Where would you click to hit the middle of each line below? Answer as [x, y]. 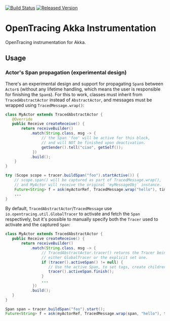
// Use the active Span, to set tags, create [97, 267]
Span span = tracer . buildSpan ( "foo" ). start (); [55, 309]
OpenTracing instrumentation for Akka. [46, 42]
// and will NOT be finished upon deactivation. [93, 143]
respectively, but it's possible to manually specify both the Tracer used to [82, 219]
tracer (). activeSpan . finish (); [81, 272]
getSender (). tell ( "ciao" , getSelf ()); [82, 147]
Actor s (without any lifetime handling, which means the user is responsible [83, 89]
